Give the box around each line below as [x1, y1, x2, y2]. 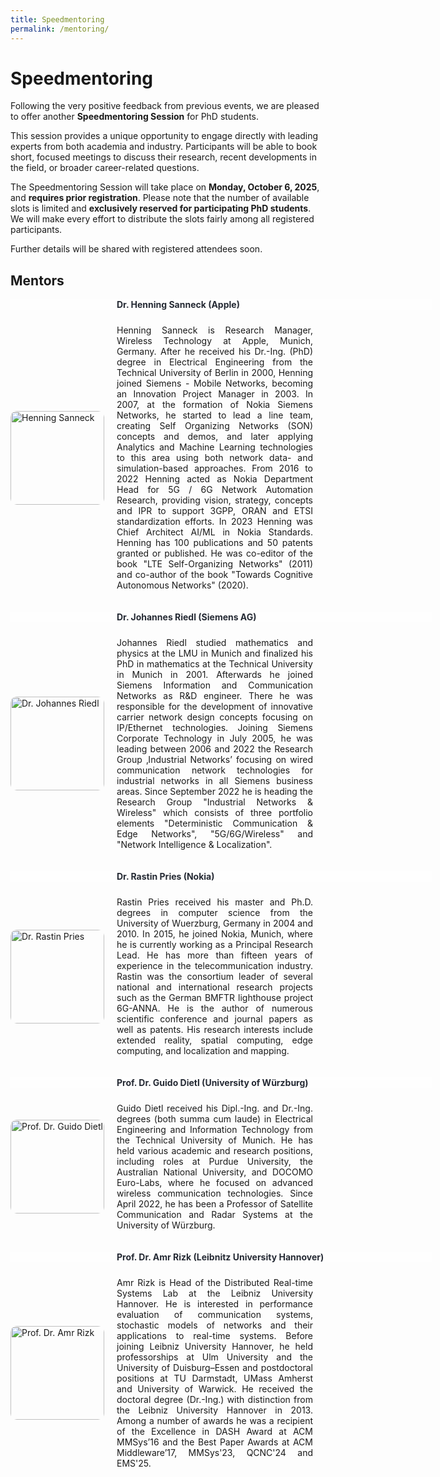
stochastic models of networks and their [116, 1319, 313, 1331]
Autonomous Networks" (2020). [116, 579, 249, 591]
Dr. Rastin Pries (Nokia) [116, 871, 215, 883]
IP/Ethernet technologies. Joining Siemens [116, 722, 313, 734]
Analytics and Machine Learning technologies [116, 441, 313, 453]
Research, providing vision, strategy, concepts [116, 494, 313, 506]
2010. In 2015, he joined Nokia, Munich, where [116, 928, 313, 940]
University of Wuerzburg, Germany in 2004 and [116, 917, 313, 930]
